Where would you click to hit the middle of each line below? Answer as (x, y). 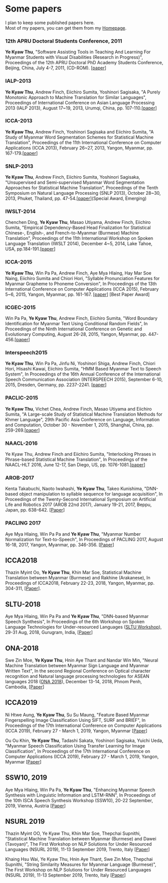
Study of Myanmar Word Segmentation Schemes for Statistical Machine (79, 137)
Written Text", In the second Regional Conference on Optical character (78, 671)
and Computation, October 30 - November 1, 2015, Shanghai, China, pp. (79, 425)
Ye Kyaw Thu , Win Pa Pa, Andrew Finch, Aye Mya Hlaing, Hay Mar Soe (78, 273)
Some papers (33, 9)
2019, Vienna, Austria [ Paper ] (36, 806)
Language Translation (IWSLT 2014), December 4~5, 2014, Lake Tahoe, (79, 243)
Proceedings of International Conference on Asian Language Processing (80, 102)
